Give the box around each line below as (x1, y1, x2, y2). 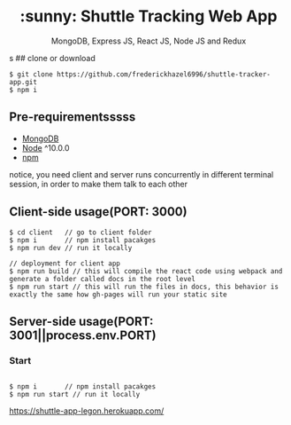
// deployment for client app (9, 259, 121, 268)
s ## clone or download (9, 52, 96, 63)
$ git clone (9, 69, 53, 79)
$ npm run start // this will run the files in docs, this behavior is (9, 282, 279, 291)
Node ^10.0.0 (21, 142, 70, 153)
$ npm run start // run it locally (9, 390, 141, 399)
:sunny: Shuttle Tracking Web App (19, 6, 278, 27)
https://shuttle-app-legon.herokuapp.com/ (9, 405, 165, 416)
